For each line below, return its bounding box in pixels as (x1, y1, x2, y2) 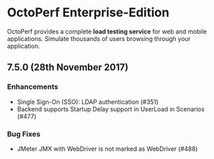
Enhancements (7, 82, 59, 91)
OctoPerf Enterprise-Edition (7, 5, 170, 20)
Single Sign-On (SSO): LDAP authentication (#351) (16, 98, 159, 106)
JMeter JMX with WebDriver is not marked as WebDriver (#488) (16, 145, 198, 153)
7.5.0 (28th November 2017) (7, 61, 129, 73)
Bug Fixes (7, 129, 41, 139)
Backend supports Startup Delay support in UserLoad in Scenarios (16, 104, 205, 113)
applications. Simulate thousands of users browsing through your (7, 34, 191, 42)
